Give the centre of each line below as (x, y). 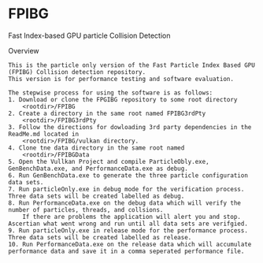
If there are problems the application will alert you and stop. (132, 217)
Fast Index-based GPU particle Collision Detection (89, 35)
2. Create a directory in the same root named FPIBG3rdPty (107, 113)
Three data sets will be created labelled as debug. (96, 196)
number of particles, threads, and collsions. (86, 209)
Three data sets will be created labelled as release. (100, 237)
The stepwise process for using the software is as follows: (111, 93)
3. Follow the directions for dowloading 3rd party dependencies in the (130, 127)
